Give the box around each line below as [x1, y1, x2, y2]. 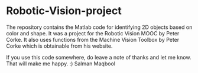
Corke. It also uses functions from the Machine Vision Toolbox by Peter [6, 36, 180, 43]
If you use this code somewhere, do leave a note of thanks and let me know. [6, 54, 191, 61]
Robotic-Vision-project [6, 4, 122, 18]
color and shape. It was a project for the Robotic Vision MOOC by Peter [6, 29, 180, 36]
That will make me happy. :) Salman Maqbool [6, 60, 115, 67]
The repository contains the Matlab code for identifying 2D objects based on [6, 24, 193, 31]
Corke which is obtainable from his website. [6, 42, 113, 49]
